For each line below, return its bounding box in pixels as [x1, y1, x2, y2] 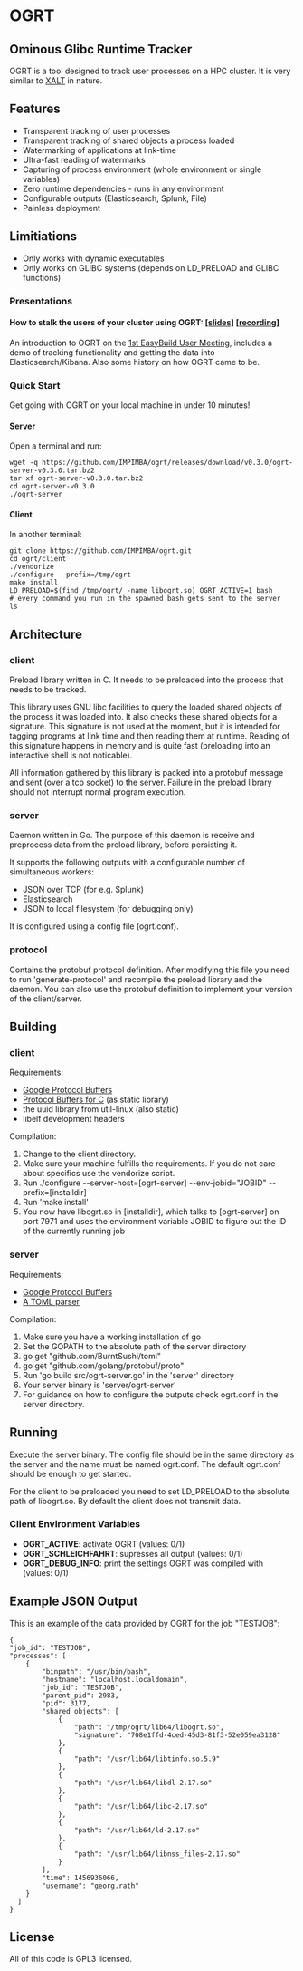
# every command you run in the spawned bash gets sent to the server [9, 594, 281, 604]
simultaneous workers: [9, 866, 95, 877]
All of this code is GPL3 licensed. [9, 1954, 133, 1965]
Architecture [9, 626, 83, 642]
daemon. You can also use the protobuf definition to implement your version [9, 983, 293, 994]
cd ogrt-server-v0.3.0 [9, 482, 95, 491]
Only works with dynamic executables [22, 253, 165, 264]
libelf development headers [22, 1114, 125, 1125]
